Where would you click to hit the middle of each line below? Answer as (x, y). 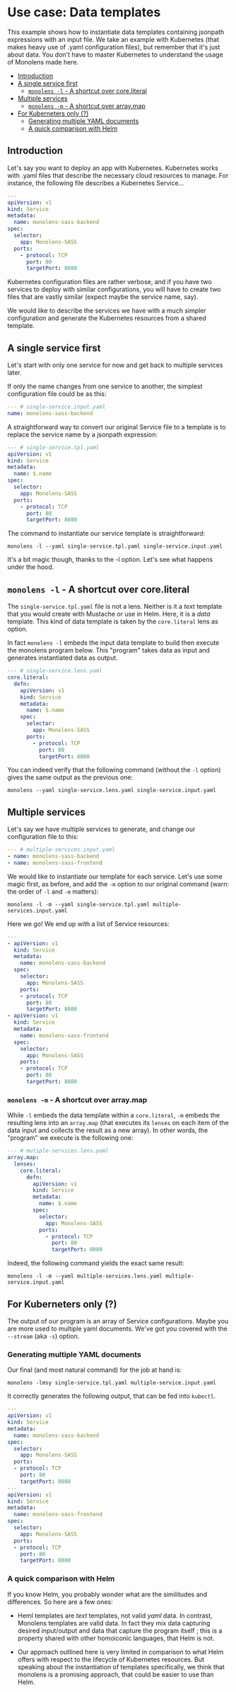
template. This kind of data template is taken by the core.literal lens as (113, 621)
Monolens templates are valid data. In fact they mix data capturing (114, 1623)
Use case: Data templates (84, 12)
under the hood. (31, 567)
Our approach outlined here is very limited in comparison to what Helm (120, 1652)
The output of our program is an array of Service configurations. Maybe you (118, 1321)
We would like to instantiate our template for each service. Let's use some (115, 876)
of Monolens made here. (43, 62)
